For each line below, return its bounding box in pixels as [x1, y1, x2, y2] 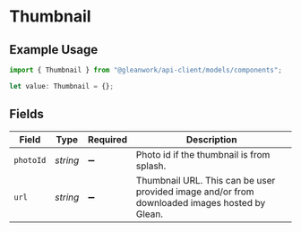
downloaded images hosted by [135, 196, 266, 209]
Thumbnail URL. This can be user [135, 174, 276, 186]
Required [88, 133, 128, 145]
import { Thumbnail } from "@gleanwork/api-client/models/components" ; [9, 65, 282, 74]
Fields [9, 107, 45, 122]
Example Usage [9, 42, 99, 57]
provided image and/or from [135, 185, 254, 198]
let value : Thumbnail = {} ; [9, 82, 115, 90]
